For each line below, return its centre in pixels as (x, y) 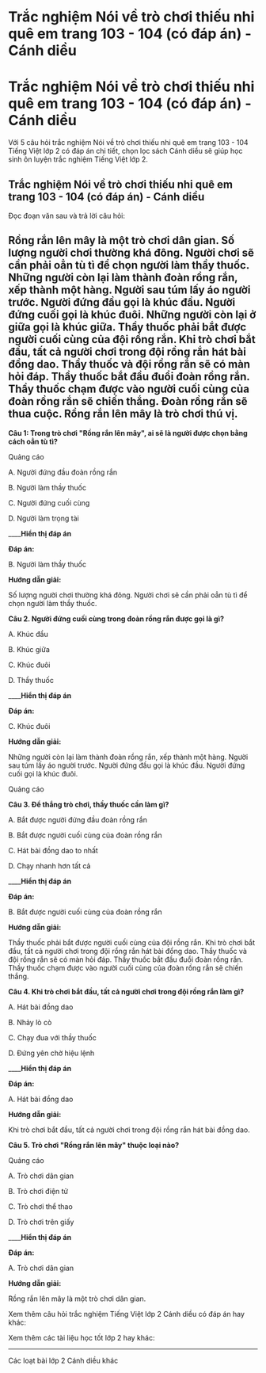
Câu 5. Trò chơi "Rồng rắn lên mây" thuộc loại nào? (94, 1145)
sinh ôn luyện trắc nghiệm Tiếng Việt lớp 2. (78, 159)
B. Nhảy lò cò (30, 1022)
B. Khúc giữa (29, 649)
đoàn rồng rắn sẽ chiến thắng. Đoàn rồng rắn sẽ (128, 401)
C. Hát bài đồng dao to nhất (53, 850)
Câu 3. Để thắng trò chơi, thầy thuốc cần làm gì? (89, 804)
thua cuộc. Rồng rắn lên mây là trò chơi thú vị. (123, 414)
